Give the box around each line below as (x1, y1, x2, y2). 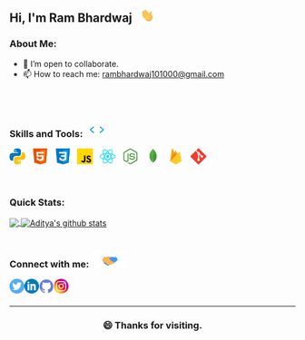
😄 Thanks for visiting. (103, 319, 202, 332)
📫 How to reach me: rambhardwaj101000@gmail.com (22, 68, 225, 79)
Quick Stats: (9, 196, 65, 209)
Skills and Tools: (9, 127, 84, 140)
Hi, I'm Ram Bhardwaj (9, 10, 133, 26)
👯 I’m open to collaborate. (22, 58, 120, 69)
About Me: (9, 37, 57, 50)
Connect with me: (9, 257, 90, 270)
